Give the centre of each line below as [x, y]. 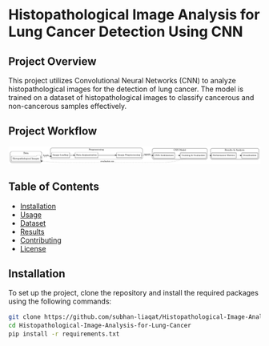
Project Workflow [53, 131]
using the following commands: [60, 301]
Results [32, 231]
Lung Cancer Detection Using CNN [126, 32]
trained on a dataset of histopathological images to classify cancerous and [131, 97]
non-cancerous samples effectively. [68, 106]
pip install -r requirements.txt [64, 334]
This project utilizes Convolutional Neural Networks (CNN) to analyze [122, 80]
